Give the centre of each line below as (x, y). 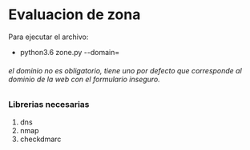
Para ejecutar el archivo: (48, 37)
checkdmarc (40, 139)
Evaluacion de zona (75, 15)
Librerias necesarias (49, 105)
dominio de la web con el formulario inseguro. (84, 79)
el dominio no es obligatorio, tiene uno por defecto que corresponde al (125, 70)
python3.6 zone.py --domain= (70, 52)
